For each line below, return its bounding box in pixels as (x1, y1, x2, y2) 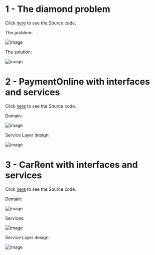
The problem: (5, 29, 33, 35)
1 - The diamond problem (5, 3, 111, 15)
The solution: (5, 49, 32, 55)
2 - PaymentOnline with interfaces (5, 76, 151, 88)
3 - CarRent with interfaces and (5, 159, 138, 170)
